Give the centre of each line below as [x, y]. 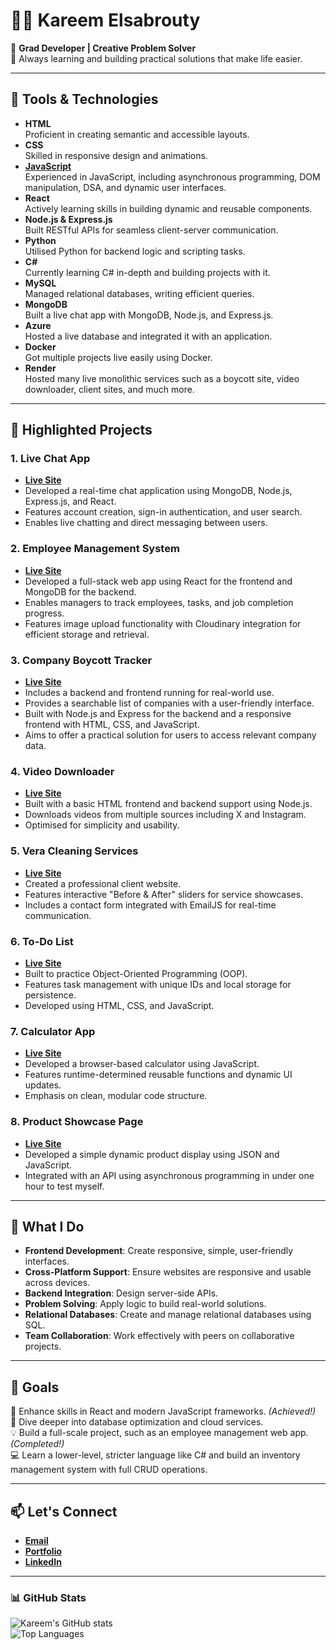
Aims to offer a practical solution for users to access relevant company [170, 735]
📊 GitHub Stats [48, 1597]
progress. [44, 613]
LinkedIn [43, 1561]
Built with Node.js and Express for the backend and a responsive [158, 714]
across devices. [57, 1283]
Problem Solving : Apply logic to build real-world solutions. [145, 1304]
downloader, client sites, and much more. [109, 389]
